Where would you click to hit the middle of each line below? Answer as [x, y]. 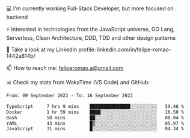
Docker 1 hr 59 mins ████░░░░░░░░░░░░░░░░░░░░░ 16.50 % [95, 112]
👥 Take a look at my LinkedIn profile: [51, 49]
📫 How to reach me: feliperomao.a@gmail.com [65, 68]
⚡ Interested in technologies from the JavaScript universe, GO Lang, [90, 29]
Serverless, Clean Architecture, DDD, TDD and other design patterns [91, 38]
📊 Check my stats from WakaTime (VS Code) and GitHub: [78, 82]
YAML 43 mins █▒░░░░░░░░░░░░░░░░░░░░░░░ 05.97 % [95, 123]
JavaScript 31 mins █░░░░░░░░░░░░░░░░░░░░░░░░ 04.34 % [95, 129]
